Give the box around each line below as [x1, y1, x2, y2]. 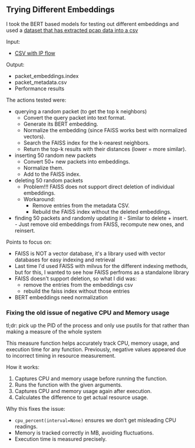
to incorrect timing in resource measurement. [6, 352, 116, 359]
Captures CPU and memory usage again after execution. [14, 388, 152, 395]
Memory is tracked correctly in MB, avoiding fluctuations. [14, 429, 154, 436]
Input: [6, 38, 21, 45]
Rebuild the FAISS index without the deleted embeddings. [32, 208, 172, 215]
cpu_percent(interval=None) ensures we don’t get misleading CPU [14, 417, 177, 424]
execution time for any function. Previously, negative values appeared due [6, 346, 187, 353]
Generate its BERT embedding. [23, 120, 98, 127]
